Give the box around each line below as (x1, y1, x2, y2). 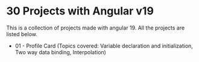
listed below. (6, 30, 38, 37)
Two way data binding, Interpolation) (14, 48, 107, 55)
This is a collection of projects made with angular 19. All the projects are (6, 24, 185, 31)
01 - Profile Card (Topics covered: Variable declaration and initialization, (14, 42, 193, 49)
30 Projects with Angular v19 (6, 4, 154, 18)
